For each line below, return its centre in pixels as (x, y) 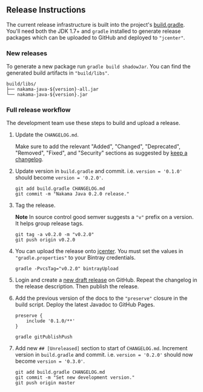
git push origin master (45, 383)
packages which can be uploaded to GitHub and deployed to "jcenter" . (96, 37)
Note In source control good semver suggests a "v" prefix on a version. (104, 217)
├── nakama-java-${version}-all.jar (52, 90)
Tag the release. (35, 205)
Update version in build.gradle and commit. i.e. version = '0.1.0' (99, 171)
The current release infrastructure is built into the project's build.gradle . (96, 24)
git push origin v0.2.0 (45, 240)
